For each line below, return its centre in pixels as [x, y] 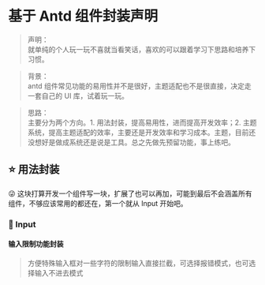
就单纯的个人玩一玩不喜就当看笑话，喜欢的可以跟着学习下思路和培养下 [142, 49]
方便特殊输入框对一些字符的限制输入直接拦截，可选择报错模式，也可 [138, 263]
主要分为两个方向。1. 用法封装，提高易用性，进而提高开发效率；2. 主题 [142, 122]
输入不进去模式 [59, 272]
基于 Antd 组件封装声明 [83, 16]
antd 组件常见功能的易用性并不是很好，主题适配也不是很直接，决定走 [139, 86]
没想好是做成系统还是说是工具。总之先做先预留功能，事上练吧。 [131, 142]
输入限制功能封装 [36, 244]
